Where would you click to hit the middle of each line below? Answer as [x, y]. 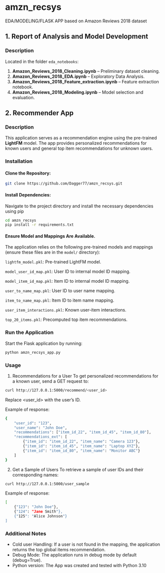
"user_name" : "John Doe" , [41, 428]
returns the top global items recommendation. [59, 550]
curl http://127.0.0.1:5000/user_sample [47, 484]
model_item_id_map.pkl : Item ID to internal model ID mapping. [67, 281]
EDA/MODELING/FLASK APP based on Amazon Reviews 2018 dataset [76, 21]
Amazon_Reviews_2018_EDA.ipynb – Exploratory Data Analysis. [78, 76]
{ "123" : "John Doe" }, [36, 507]
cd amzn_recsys [21, 220]
